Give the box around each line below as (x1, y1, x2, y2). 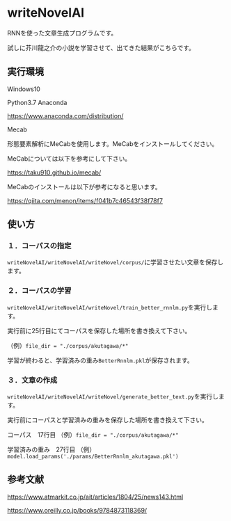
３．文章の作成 (7, 375, 58, 385)
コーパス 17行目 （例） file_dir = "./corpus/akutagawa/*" (7, 431, 179, 439)
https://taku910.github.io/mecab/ (7, 168, 102, 177)
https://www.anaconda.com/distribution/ (7, 111, 124, 120)
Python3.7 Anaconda (7, 98, 67, 106)
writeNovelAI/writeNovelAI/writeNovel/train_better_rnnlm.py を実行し (7, 303, 213, 311)
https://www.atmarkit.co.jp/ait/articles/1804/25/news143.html (7, 492, 184, 501)
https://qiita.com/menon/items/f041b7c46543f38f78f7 (7, 196, 164, 205)
